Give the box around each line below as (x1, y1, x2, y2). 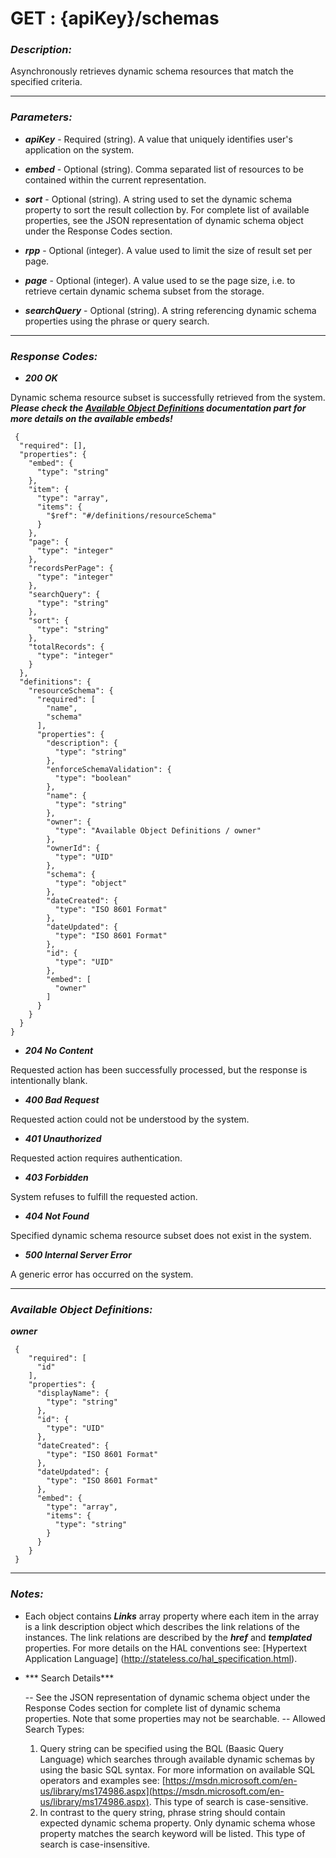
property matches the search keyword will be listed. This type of (39, 1827, 306, 1839)
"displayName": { (36, 1388, 110, 1399)
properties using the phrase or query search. (24, 315, 210, 327)
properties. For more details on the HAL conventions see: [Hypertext (24, 1642, 308, 1654)
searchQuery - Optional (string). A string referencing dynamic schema (24, 304, 317, 316)
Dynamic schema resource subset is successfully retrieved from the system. (10, 392, 326, 404)
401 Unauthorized (24, 1133, 102, 1145)
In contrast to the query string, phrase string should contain (39, 1806, 286, 1818)
